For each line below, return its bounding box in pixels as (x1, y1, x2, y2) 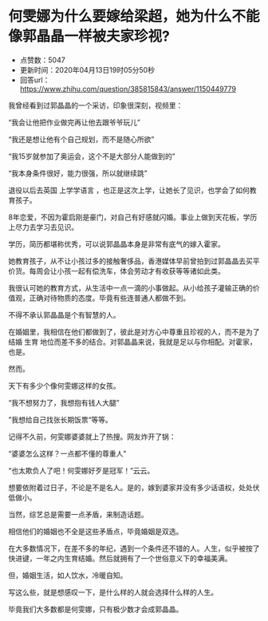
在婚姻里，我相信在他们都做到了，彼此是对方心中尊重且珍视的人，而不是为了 (8, 326, 260, 336)
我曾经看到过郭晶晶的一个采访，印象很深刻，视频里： (8, 101, 183, 110)
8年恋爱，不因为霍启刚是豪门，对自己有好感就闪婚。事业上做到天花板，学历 (8, 212, 258, 222)
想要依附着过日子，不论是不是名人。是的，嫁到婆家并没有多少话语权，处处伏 (8, 482, 260, 492)
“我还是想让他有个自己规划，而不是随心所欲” (8, 134, 155, 144)
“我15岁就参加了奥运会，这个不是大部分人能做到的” (8, 151, 175, 160)
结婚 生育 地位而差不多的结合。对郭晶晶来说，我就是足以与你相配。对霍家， (8, 337, 257, 346)
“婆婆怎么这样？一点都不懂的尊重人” (8, 449, 127, 458)
